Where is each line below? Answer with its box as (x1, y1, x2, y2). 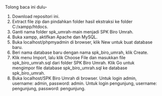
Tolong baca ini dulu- (5, 4, 47, 10)
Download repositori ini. (12, 14, 59, 19)
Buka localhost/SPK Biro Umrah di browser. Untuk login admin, (12, 75, 137, 81)
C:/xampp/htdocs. (12, 24, 48, 30)
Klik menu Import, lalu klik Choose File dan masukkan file (12, 55, 126, 60)
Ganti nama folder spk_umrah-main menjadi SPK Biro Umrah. (12, 29, 134, 34)
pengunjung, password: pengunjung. (12, 86, 86, 91)
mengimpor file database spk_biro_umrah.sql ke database (12, 65, 128, 71)
